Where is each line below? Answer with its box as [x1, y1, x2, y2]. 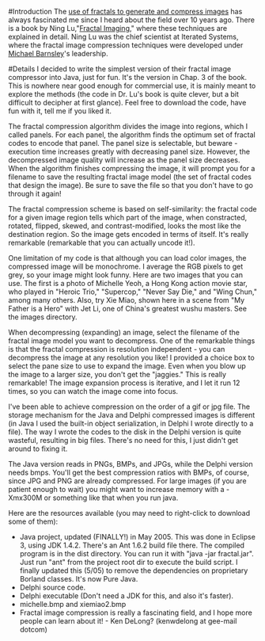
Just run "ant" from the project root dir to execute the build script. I [19, 558, 238, 567]
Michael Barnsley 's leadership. [8, 49, 108, 58]
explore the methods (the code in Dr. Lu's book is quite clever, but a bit [8, 90, 240, 98]
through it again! [8, 189, 62, 198]
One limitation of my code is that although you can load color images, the [8, 254, 247, 262]
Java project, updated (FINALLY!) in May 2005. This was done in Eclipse [19, 532, 256, 541]
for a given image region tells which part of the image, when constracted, [8, 213, 248, 222]
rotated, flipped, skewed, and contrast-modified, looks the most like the [8, 221, 241, 231]
